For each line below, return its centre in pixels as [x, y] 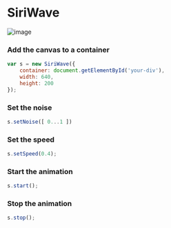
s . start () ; [23, 186]
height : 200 [37, 83]
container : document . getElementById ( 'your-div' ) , [92, 70]
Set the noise [30, 107]
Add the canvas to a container [59, 50]
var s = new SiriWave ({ [41, 64]
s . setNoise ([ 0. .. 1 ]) [40, 122]
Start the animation [40, 171]
